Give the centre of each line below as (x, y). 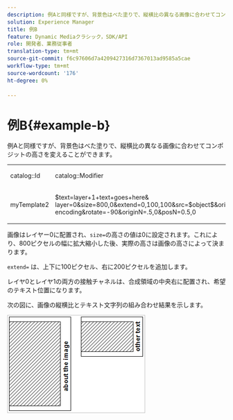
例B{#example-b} (59, 125)
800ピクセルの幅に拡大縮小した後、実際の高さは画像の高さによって (116, 243)
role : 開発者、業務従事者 (40, 44)
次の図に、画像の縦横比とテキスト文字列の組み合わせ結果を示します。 (107, 305)
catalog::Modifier (79, 176)
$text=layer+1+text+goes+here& (102, 197)
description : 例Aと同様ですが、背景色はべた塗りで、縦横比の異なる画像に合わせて (112, 15)
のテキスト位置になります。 (46, 290)
